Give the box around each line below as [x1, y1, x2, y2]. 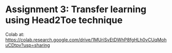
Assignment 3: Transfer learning [5, 4, 147, 15]
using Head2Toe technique [5, 14, 123, 26]
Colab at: [5, 31, 25, 37]
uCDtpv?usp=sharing [5, 42, 50, 48]
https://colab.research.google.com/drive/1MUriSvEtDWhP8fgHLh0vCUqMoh [5, 37, 167, 43]
